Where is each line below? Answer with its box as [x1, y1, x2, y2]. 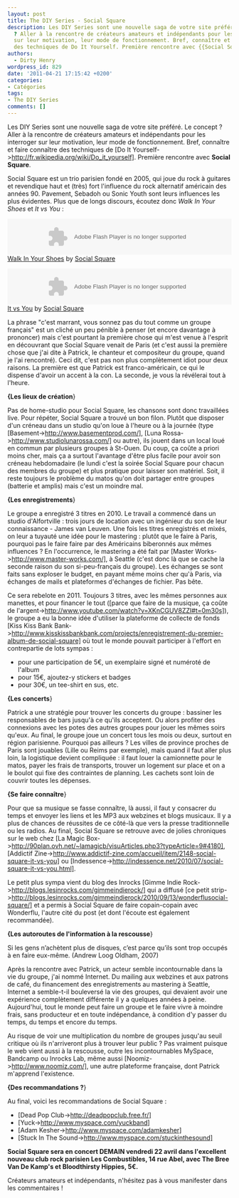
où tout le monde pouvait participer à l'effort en [83, 636, 222, 645]
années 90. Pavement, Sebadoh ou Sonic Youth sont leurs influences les [7, 189, 221, 198]
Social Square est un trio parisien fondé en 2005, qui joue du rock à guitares [7, 174, 231, 182]
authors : [7, 51, 33, 58]
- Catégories [7, 83, 46, 90]
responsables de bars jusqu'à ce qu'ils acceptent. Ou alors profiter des [7, 715, 216, 724]
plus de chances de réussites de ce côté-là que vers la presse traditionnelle [7, 819, 230, 827]
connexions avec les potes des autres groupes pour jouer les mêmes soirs [7, 723, 225, 732]
